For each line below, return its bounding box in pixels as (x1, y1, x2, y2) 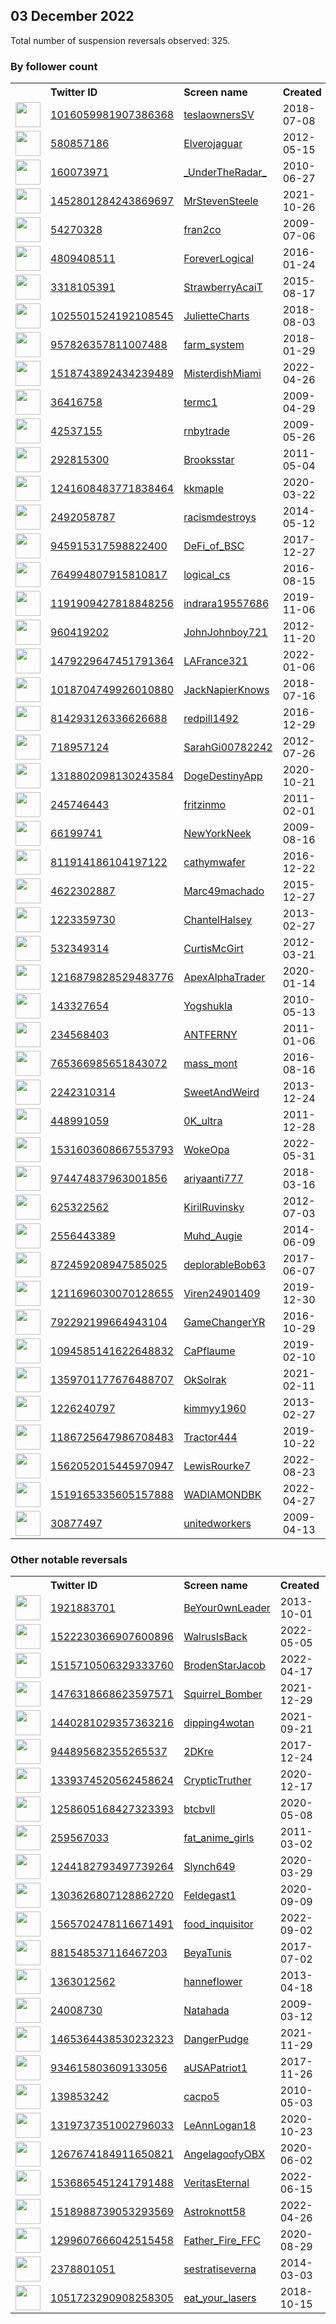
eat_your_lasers (183, 2291, 257, 2305)
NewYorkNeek (183, 827, 252, 841)
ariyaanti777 (183, 1172, 244, 1186)
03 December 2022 (10, 8, 135, 25)
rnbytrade (183, 424, 230, 438)
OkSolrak (183, 1373, 227, 1387)
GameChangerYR (183, 1315, 266, 1329)
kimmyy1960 (183, 1402, 247, 1416)
